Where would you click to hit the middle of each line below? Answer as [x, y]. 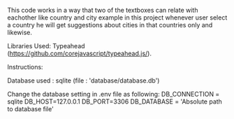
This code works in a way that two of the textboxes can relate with [103, 10]
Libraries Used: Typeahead [46, 46]
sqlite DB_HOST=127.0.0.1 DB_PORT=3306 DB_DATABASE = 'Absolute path [115, 101]
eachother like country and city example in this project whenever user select [117, 17]
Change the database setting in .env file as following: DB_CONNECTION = [114, 94]
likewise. [20, 32]
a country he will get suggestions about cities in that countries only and [110, 25]
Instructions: [25, 67]
